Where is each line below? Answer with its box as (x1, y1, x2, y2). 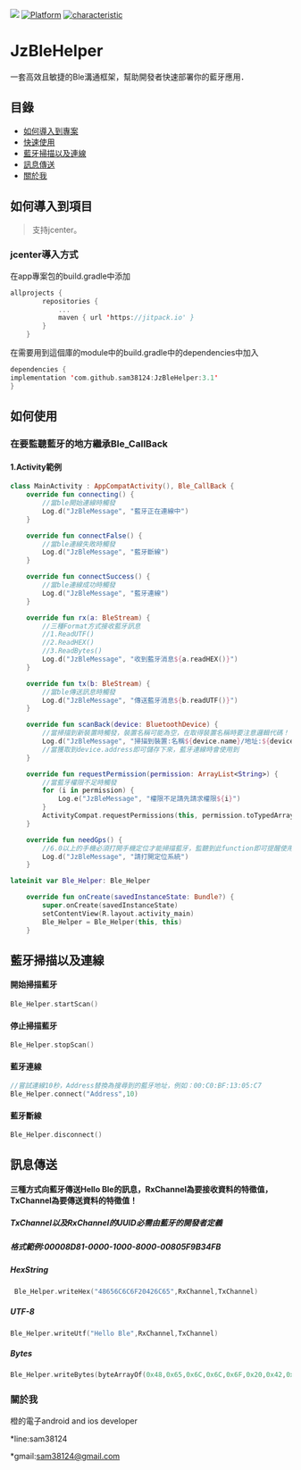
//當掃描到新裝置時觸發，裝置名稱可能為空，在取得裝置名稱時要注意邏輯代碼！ (42, 729, 289, 738)
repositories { (42, 297, 99, 305)
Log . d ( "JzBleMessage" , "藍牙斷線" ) (42, 547, 169, 557)
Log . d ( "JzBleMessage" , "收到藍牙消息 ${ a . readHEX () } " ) (42, 655, 238, 664)
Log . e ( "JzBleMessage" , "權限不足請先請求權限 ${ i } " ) (57, 795, 241, 804)
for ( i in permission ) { (42, 786, 135, 795)
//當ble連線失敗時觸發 (42, 539, 116, 548)
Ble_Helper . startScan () (10, 1000, 99, 1009)
